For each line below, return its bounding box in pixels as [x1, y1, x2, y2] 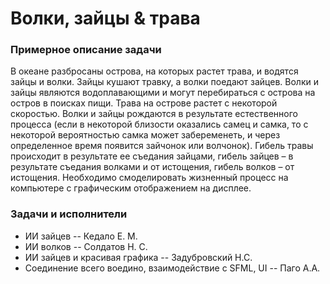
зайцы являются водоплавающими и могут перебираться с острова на [10, 87, 316, 99]
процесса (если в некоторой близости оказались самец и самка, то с [10, 118, 309, 131]
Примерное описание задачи [10, 43, 162, 57]
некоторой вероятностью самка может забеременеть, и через [10, 129, 281, 141]
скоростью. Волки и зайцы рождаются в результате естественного [10, 108, 298, 120]
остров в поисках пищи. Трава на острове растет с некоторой [10, 97, 278, 109]
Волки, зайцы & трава [10, 7, 201, 30]
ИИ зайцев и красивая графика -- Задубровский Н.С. [24, 251, 253, 263]
